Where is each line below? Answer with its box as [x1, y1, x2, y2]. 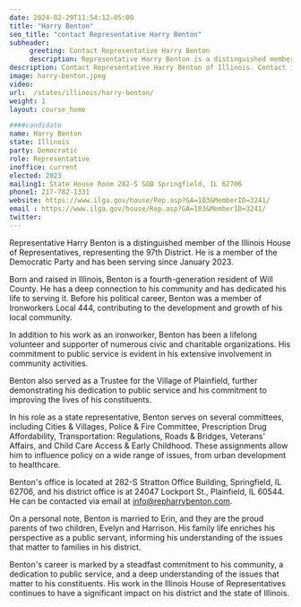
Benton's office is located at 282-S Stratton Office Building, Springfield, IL [9, 476, 282, 487]
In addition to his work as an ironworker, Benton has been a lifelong [9, 329, 258, 340]
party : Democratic [9, 146, 78, 155]
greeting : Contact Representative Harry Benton [29, 47, 211, 56]
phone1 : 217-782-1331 [9, 187, 90, 197]
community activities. [9, 358, 89, 369]
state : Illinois [9, 138, 70, 147]
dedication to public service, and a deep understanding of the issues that [9, 568, 279, 579]
